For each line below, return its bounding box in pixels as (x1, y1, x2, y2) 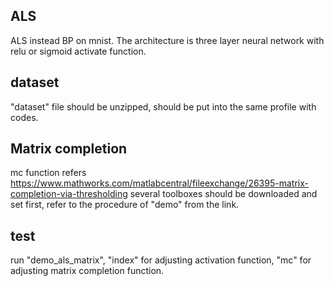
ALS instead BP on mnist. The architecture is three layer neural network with (10, 34, 325, 46)
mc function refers (10, 167, 87, 179)
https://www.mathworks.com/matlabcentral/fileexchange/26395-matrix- (10, 177, 309, 189)
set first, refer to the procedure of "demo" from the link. (10, 199, 240, 211)
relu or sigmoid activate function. (10, 45, 147, 57)
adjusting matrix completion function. (10, 265, 165, 277)
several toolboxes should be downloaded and (129, 188, 318, 200)
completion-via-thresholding (10, 188, 128, 200)
